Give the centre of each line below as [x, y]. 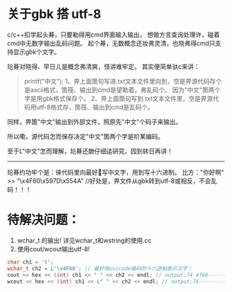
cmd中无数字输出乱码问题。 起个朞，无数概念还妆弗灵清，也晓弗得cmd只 [111, 43]
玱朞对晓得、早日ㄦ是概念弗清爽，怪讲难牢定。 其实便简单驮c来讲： [104, 66]
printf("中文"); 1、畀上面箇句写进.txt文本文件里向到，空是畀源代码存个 [123, 81]
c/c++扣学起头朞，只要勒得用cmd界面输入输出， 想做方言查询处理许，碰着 [114, 35]
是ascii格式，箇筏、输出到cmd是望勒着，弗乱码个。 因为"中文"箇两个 [122, 90]
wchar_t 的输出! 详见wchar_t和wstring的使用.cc [84, 240]
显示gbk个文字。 [37, 52]
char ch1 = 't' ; [30, 262]
